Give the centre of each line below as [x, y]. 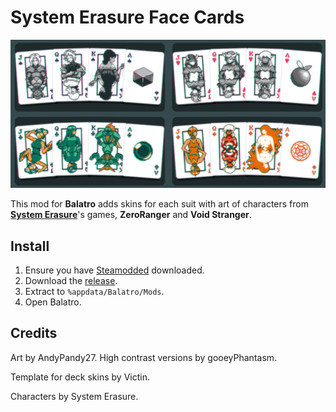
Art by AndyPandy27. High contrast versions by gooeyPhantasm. [144, 357]
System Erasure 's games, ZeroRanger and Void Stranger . [131, 215]
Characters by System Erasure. [74, 396]
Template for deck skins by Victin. [80, 377]
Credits [34, 333]
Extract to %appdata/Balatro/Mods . [94, 291]
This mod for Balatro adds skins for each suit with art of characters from [159, 204]
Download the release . [71, 280]
